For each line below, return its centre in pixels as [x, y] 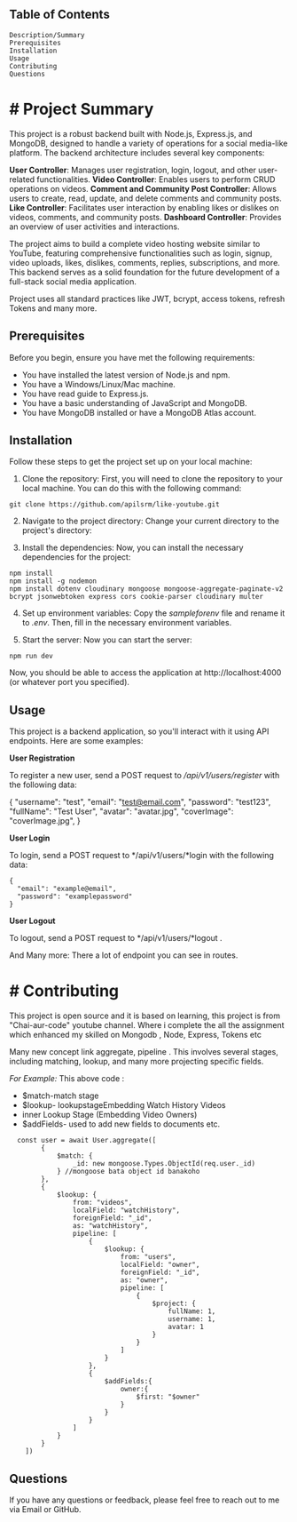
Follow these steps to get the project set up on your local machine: [131, 462]
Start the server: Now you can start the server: [107, 640]
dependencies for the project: [76, 557]
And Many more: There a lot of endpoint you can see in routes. [124, 955]
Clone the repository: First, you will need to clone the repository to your [152, 479]
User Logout [32, 921]
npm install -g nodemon [53, 581]
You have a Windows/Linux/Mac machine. [98, 384]
